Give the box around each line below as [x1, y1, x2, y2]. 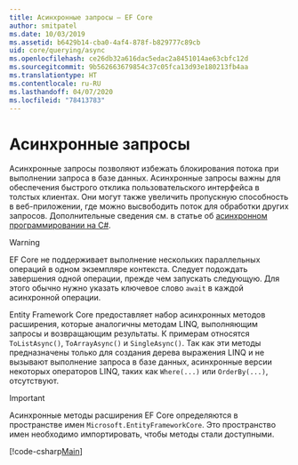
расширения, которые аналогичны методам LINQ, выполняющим [9, 319, 258, 330]
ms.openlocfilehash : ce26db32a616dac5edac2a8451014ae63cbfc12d [9, 54, 249, 63]
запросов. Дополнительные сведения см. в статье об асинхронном [9, 211, 269, 221]
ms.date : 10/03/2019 [9, 29, 86, 38]
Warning [9, 237, 40, 248]
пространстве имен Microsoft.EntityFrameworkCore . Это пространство [9, 420, 277, 430]
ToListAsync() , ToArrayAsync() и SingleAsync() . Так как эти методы [9, 338, 262, 349]
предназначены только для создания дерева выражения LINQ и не [9, 348, 265, 358]
